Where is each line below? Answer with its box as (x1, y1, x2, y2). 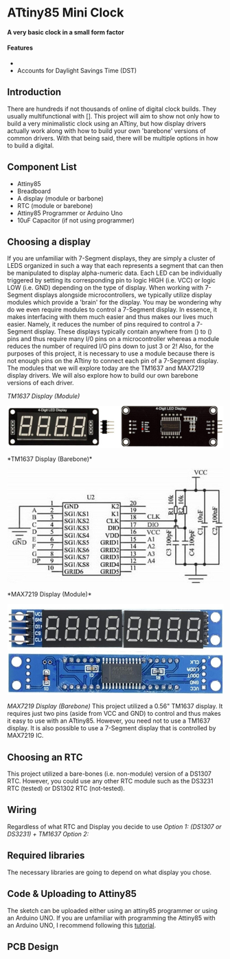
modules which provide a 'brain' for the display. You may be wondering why (7, 298, 222, 307)
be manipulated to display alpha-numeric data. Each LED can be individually (7, 269, 222, 277)
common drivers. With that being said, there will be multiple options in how (7, 134, 218, 142)
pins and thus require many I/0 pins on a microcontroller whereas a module (7, 335, 220, 343)
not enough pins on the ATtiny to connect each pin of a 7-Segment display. (7, 357, 218, 365)
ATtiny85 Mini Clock (7, 5, 124, 21)
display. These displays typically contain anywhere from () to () (34, 327, 213, 336)
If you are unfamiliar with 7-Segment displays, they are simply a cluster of (7, 254, 216, 262)
